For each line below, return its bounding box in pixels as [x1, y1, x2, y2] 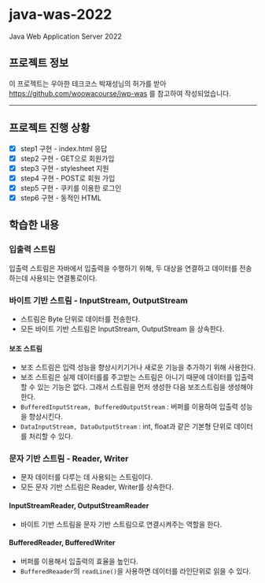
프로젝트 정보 [9, 57, 69, 70]
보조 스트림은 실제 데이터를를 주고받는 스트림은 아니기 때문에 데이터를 [20, 373, 233, 382]
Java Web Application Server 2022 [9, 32, 123, 41]
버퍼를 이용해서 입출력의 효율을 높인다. [20, 556, 138, 566]
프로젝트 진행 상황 [9, 121, 90, 135]
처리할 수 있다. [28, 432, 73, 441]
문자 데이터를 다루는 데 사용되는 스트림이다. [20, 473, 153, 482]
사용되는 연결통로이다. [29, 273, 98, 283]
